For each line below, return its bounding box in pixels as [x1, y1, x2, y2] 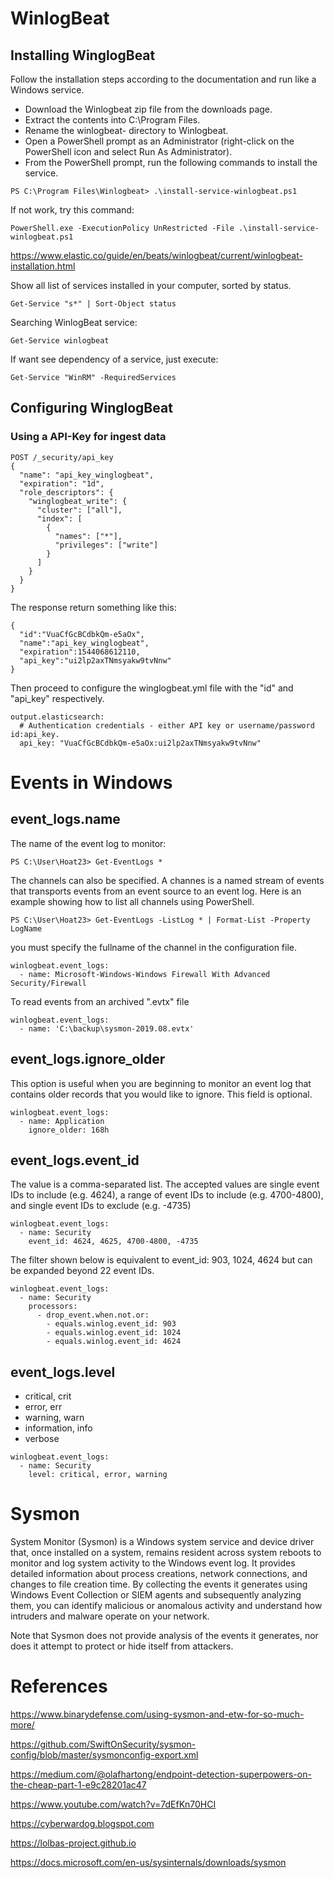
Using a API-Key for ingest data [10, 430, 167, 444]
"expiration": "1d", [19, 478, 105, 489]
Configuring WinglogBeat [10, 400, 173, 417]
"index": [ [36, 513, 83, 524]
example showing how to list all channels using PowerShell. [10, 895, 255, 907]
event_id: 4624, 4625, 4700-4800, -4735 [28, 1237, 199, 1247]
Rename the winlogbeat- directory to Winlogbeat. [24, 125, 229, 136]
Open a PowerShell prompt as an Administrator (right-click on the [24, 135, 295, 147]
